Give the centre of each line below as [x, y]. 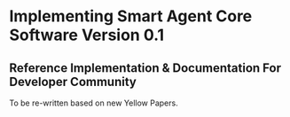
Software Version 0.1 [87, 35]
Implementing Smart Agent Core [131, 16]
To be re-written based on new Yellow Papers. [94, 103]
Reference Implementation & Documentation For [145, 68]
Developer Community [73, 82]
